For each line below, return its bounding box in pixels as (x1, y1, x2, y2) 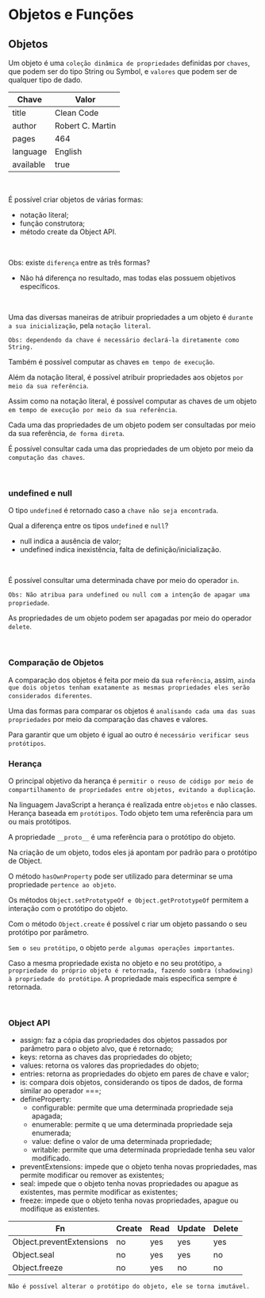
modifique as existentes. (19, 1204, 101, 1214)
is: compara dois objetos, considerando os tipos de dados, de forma (19, 1078, 244, 1087)
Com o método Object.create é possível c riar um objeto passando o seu (8, 919, 248, 929)
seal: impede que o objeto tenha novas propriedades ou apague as (19, 1179, 239, 1188)
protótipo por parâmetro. (8, 927, 90, 937)
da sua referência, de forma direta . (8, 429, 125, 438)
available (12, 159, 46, 170)
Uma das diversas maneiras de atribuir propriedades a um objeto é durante (8, 312, 254, 322)
